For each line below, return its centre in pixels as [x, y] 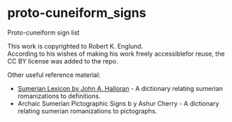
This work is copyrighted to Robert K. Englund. [75, 46]
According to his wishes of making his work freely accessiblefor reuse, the [116, 54]
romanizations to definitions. [59, 96]
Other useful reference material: [54, 75]
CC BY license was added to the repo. [63, 61]
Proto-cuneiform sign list [43, 32]
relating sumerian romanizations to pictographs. [87, 111]
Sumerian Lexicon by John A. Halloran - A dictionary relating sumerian [120, 88]
